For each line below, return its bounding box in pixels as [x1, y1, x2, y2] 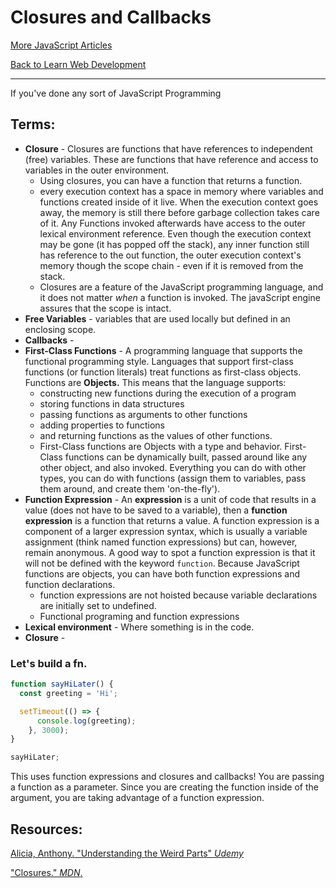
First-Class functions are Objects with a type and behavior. [39, 440, 283, 452]
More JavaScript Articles [10, 39, 113, 51]
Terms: [10, 116, 56, 133]
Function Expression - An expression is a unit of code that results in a [24, 493, 317, 505]
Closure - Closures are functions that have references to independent [24, 142, 313, 155]
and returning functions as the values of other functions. [39, 429, 273, 441]
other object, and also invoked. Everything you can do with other [39, 461, 307, 473]
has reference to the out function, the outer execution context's [39, 249, 302, 261]
